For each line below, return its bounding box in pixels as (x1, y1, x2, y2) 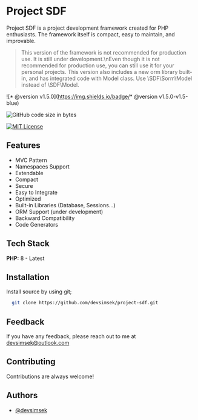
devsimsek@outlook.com (6, 339, 70, 347)
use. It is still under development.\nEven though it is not (21, 55, 160, 62)
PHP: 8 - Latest (6, 255, 45, 262)
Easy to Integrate (15, 188, 58, 196)
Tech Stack (6, 238, 50, 249)
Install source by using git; (6, 288, 72, 295)
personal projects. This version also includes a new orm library (21, 68, 178, 75)
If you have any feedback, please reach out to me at (6, 333, 136, 340)
